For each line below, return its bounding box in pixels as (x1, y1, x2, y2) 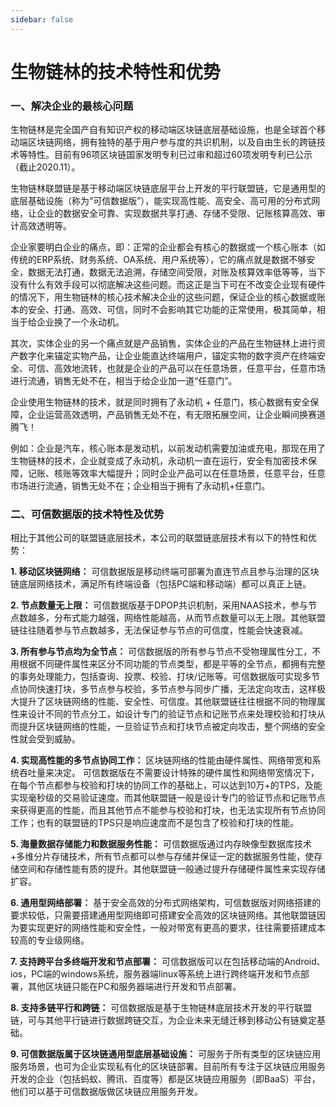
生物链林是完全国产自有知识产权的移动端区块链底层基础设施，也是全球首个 (10, 124, 317, 136)
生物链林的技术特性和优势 (10, 61, 222, 83)
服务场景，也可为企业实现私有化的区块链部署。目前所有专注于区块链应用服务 (10, 1061, 326, 1073)
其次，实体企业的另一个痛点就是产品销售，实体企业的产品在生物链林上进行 (10, 337, 317, 350)
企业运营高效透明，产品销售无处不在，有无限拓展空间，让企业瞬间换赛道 (27, 409, 326, 421)
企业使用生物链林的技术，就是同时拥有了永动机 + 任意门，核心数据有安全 (10, 396, 311, 408)
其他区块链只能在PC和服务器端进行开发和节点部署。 (27, 981, 242, 993)
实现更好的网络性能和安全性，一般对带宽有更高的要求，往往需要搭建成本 (27, 922, 326, 934)
